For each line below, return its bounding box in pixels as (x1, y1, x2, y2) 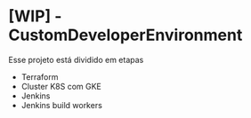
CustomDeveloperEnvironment (8, 25, 243, 45)
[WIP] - (8, 6, 62, 27)
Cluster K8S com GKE (20, 81, 101, 91)
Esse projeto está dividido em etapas (8, 54, 144, 65)
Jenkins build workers (20, 99, 103, 110)
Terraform (20, 71, 59, 82)
